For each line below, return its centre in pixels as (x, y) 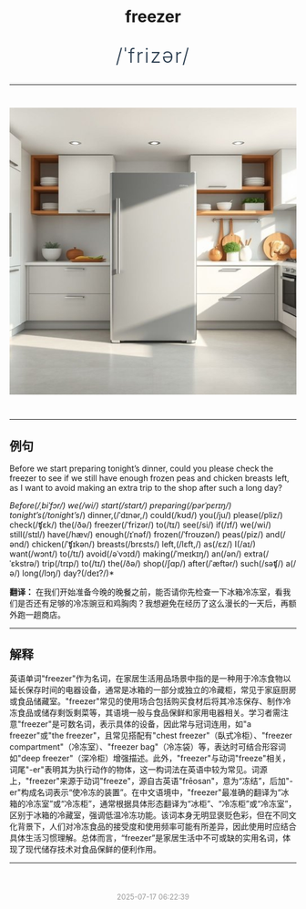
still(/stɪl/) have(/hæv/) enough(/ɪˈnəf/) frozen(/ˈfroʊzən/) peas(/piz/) (137, 534)
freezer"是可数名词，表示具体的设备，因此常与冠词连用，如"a (137, 724)
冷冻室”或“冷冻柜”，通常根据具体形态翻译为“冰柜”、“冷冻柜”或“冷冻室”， (161, 803)
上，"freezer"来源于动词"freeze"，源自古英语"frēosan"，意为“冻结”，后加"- (151, 781)
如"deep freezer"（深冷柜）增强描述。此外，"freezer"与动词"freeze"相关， (150, 758)
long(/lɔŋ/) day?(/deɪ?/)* (68, 573)
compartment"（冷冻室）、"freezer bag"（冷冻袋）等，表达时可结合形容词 (148, 746)
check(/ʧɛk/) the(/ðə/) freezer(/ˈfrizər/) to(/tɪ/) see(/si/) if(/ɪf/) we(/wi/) (140, 525)
